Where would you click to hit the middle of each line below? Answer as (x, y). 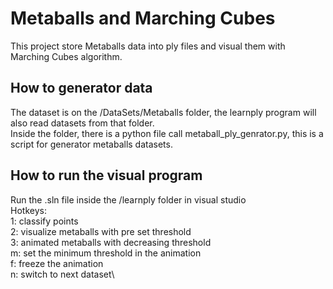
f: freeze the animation (57, 263)
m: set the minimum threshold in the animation (106, 253)
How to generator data (81, 88)
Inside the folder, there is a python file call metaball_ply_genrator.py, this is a (167, 133)
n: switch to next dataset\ (62, 274)
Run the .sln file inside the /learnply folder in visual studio (128, 199)
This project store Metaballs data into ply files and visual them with (148, 46)
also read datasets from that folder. (82, 123)
